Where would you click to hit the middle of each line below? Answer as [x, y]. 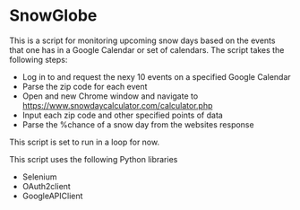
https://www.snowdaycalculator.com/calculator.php [117, 105]
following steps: [39, 59]
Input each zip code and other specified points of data [123, 115]
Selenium [39, 177]
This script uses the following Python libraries [94, 159]
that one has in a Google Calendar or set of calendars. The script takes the [147, 49]
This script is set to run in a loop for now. [84, 142]
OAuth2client [47, 186]
